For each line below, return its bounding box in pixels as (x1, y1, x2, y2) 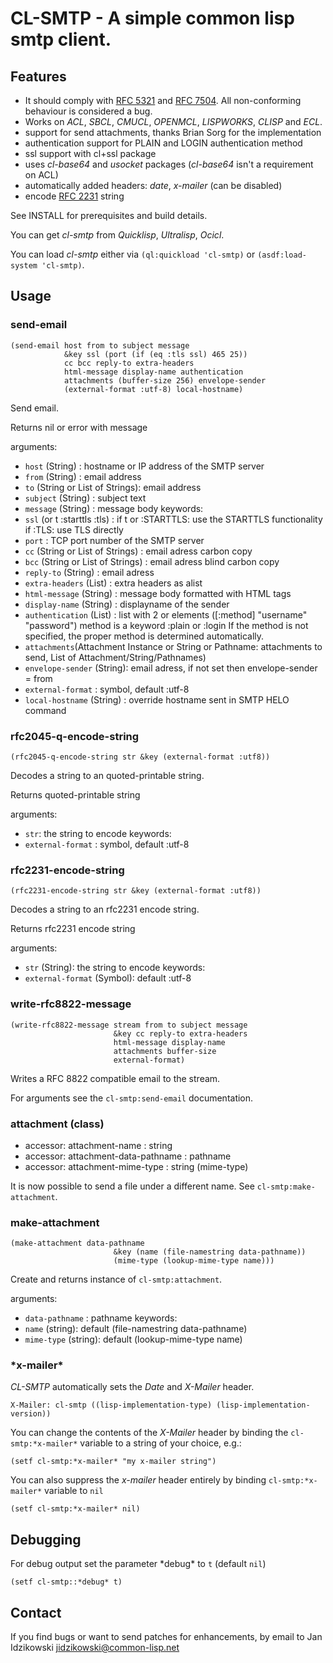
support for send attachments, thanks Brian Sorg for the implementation (24, 127, 322, 138)
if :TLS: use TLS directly (24, 523, 124, 536)
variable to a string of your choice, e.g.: (79, 1437, 242, 1449)
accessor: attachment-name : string (24, 1139, 173, 1151)
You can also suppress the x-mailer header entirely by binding (10, 1474, 267, 1486)
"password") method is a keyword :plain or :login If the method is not (24, 619, 309, 631)
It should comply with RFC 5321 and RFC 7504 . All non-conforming (24, 95, 302, 106)
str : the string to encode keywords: (24, 827, 172, 839)
